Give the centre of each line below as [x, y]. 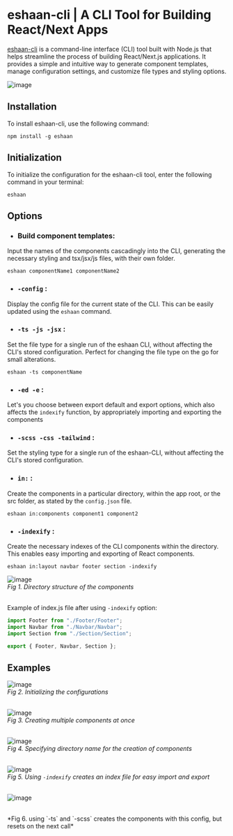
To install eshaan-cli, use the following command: [78, 123]
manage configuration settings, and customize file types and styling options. [117, 71]
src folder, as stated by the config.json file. [70, 501]
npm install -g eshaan [40, 136]
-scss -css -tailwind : [56, 438]
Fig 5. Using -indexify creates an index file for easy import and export [109, 777]
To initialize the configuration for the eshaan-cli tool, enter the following [110, 174]
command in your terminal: [46, 182]
